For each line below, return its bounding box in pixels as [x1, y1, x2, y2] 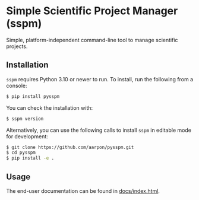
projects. [6, 43, 28, 50]
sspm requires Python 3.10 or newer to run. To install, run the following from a [6, 75, 194, 82]
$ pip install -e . [6, 155, 55, 161]
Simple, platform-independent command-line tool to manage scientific [6, 36, 178, 43]
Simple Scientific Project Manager [6, 4, 178, 18]
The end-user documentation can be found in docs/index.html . [6, 187, 160, 194]
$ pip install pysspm [6, 93, 60, 99]
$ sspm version [6, 116, 44, 122]
